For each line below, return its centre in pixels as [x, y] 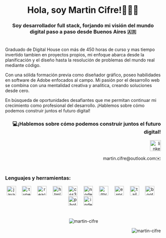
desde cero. [17, 91]
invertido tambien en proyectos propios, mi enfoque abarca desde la [75, 55]
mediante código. [23, 65]
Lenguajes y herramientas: [38, 178]
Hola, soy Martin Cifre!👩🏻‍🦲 [83, 10]
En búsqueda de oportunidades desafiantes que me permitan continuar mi [81, 100]
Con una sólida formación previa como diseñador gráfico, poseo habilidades [83, 75]
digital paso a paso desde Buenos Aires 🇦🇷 [83, 32]
